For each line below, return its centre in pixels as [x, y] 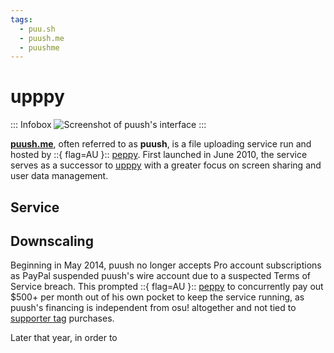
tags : [21, 19]
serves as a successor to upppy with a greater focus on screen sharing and [166, 165]
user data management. [59, 176]
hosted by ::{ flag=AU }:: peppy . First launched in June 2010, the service [159, 155]
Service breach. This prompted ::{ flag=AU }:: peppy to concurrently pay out [167, 287]
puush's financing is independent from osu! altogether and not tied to [153, 308]
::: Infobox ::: [108, 125]
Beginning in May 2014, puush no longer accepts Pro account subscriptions [166, 265]
